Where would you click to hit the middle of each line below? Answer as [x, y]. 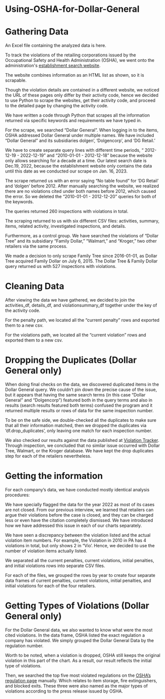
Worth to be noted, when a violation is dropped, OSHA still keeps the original [83, 655]
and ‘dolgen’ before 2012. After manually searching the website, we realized [82, 186]
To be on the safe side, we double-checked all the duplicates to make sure [81, 420]
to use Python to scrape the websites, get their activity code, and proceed [80, 100]
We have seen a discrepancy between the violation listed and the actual [78, 535]
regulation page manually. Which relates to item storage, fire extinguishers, [81, 680]
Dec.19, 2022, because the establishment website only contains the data [79, 166]
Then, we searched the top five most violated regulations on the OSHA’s [78, 675]
